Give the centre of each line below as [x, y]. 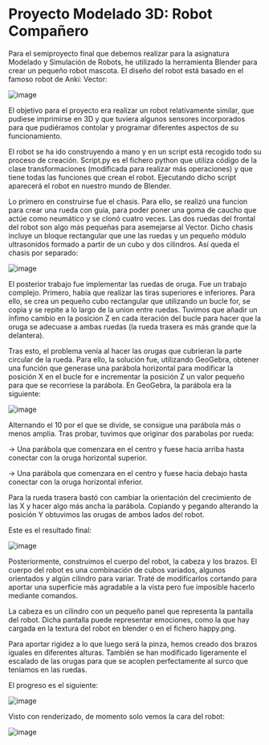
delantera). [26, 335]
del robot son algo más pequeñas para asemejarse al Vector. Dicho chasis [131, 227]
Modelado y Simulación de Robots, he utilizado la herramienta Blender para [133, 62]
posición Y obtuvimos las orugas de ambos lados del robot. [106, 514]
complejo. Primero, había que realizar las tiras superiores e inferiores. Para [132, 292]
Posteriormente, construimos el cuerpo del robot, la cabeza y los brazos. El [133, 561]
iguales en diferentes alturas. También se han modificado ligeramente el [128, 652]
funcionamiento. [35, 136]
